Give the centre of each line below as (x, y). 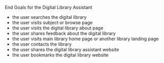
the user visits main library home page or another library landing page (85, 39)
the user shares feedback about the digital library (64, 33)
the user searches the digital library (49, 17)
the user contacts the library (42, 44)
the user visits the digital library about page (58, 28)
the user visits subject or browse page (52, 23)
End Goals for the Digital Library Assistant (49, 7)
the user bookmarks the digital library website (60, 55)
